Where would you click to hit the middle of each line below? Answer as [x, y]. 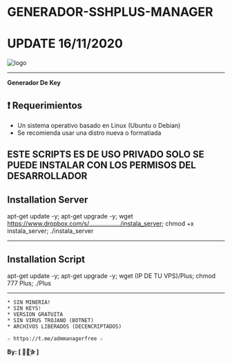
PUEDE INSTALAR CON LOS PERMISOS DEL [102, 166]
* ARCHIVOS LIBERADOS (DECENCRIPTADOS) [65, 326]
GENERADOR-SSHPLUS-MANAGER [110, 12]
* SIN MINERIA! [29, 302]
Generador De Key [34, 83]
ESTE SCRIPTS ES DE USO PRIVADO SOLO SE [106, 155]
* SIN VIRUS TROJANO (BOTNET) [51, 320]
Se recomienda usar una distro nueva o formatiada [89, 133]
